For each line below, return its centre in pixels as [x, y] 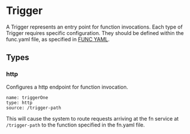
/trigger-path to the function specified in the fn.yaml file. [75, 125]
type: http [19, 103]
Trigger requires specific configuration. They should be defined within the [95, 33]
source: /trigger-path [34, 108]
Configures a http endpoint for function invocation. [67, 87]
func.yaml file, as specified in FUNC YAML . [58, 39]
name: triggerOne [27, 97]
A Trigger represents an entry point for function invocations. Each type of [94, 27]
